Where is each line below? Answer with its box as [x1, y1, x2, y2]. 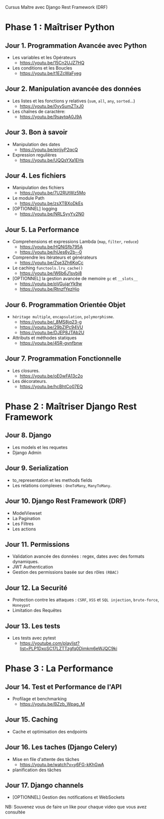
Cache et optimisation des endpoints [12, 729, 88, 735]
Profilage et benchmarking [12, 695, 67, 702]
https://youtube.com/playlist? [19, 640, 80, 646]
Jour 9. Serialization [5, 464, 68, 472]
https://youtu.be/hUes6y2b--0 [19, 249, 82, 255]
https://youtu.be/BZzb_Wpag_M [19, 701, 85, 707]
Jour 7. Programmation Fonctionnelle [5, 355, 121, 363]
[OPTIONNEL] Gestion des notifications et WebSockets [12, 794, 125, 800]
